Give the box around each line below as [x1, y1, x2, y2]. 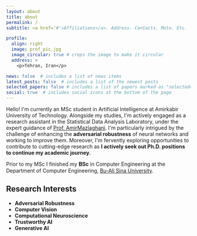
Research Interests [6, 184, 77, 194]
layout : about [6, 8, 41, 15]
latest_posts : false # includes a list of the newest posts [6, 78, 159, 85]
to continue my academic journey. [6, 149, 91, 156]
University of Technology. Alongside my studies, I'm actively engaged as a [6, 112, 186, 119]
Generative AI [14, 224, 49, 231]
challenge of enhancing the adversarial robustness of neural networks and [6, 131, 189, 138]
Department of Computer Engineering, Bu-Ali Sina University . [6, 167, 154, 174]
